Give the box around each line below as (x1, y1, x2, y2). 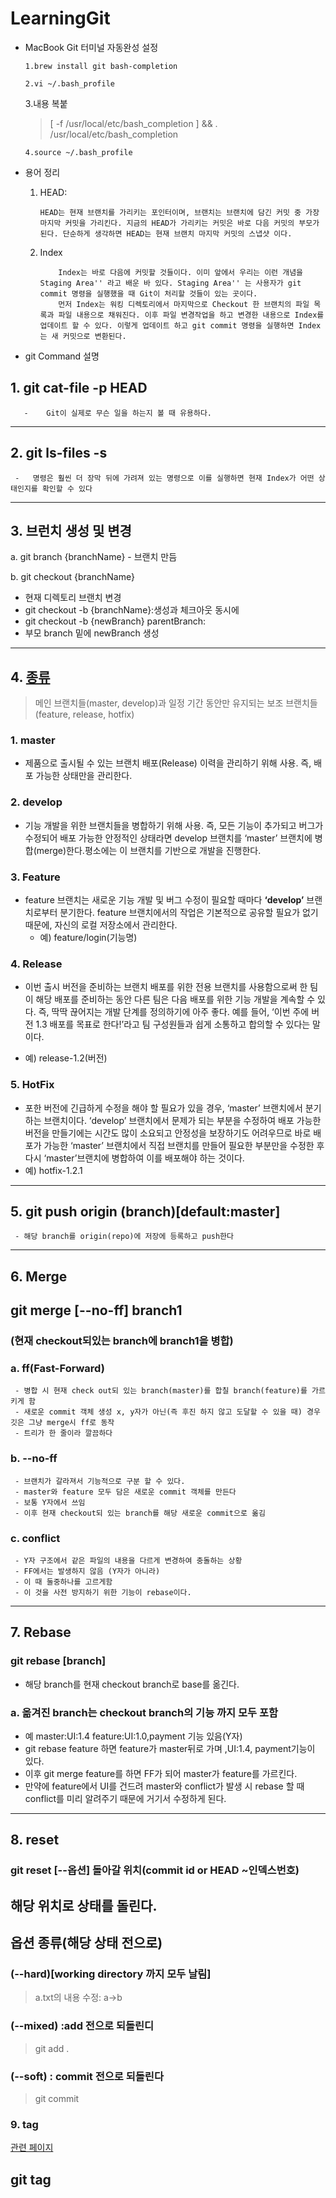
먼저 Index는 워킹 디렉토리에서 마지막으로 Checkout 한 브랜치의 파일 (58, 299, 310, 309)
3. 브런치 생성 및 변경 (10, 522, 132, 539)
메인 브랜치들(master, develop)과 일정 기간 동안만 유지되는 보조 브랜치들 (34, 697, 318, 709)
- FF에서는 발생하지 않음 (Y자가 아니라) (14, 1567, 161, 1577)
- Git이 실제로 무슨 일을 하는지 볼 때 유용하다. (23, 408, 212, 418)
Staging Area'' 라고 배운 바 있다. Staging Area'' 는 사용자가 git (39, 278, 302, 288)
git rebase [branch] (10, 1654, 107, 1668)
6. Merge (10, 1268, 68, 1285)
